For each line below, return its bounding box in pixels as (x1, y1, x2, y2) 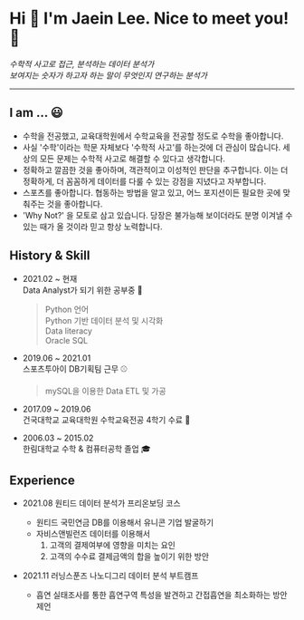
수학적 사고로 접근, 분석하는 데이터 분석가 (9, 58, 155, 69)
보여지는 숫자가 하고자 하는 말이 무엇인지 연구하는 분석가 (9, 70, 208, 81)
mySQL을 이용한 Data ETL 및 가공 (44, 385, 166, 396)
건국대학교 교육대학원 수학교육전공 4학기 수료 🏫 (22, 414, 191, 425)
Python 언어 (44, 304, 89, 315)
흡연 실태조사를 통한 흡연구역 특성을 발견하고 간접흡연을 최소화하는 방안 (35, 589, 288, 601)
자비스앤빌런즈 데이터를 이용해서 (35, 528, 151, 539)
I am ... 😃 (9, 105, 63, 121)
